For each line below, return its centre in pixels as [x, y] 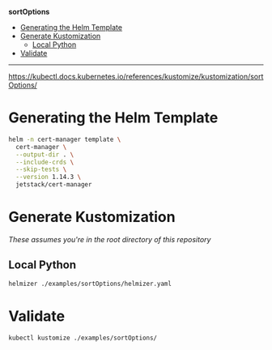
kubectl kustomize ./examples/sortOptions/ [83, 338]
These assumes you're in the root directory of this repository [110, 239]
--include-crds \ [45, 162]
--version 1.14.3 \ [49, 177]
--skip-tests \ [41, 169]
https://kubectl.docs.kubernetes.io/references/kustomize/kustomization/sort [136, 77]
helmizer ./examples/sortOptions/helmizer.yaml [90, 284]
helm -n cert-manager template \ [65, 139]
